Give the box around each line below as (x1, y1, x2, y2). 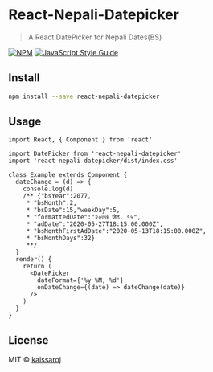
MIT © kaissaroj (8, 355, 62, 365)
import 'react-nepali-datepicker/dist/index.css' (8, 157, 178, 166)
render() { (15, 255, 52, 264)
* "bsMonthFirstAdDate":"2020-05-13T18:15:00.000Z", (26, 227, 207, 235)
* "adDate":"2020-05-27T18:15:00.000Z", (26, 220, 163, 228)
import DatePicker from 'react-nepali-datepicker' (8, 150, 182, 158)
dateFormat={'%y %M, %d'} (37, 276, 125, 284)
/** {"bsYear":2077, (23, 192, 92, 200)
